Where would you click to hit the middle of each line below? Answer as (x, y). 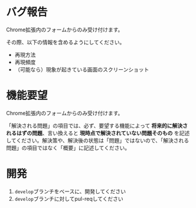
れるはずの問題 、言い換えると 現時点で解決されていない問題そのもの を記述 (98, 133)
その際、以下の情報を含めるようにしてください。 (66, 42)
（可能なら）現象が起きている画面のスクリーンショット (82, 69)
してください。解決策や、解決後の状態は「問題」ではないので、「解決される (98, 140)
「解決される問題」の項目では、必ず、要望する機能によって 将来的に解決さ (97, 125)
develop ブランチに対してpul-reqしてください (69, 199)
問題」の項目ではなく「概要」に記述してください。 (68, 148)
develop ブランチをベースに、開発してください (70, 191)
